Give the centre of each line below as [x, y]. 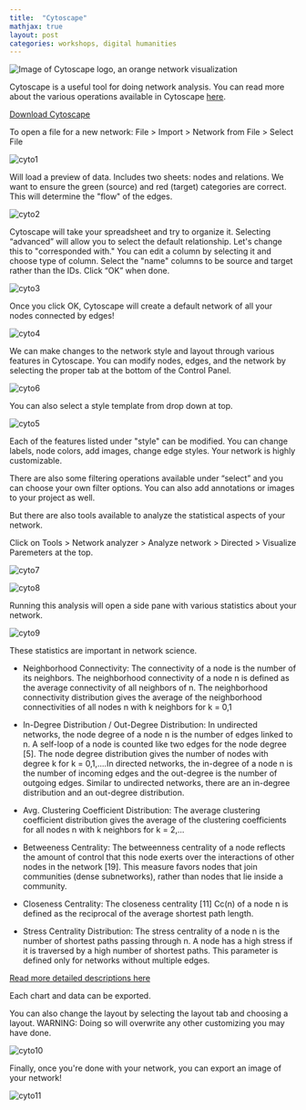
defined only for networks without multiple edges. [116, 960]
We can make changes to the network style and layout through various [142, 351]
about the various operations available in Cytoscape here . [117, 97]
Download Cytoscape [50, 114]
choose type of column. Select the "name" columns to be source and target [151, 261]
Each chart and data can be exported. [81, 996]
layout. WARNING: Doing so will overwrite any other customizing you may [147, 1023]
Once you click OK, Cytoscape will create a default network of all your [141, 306]
